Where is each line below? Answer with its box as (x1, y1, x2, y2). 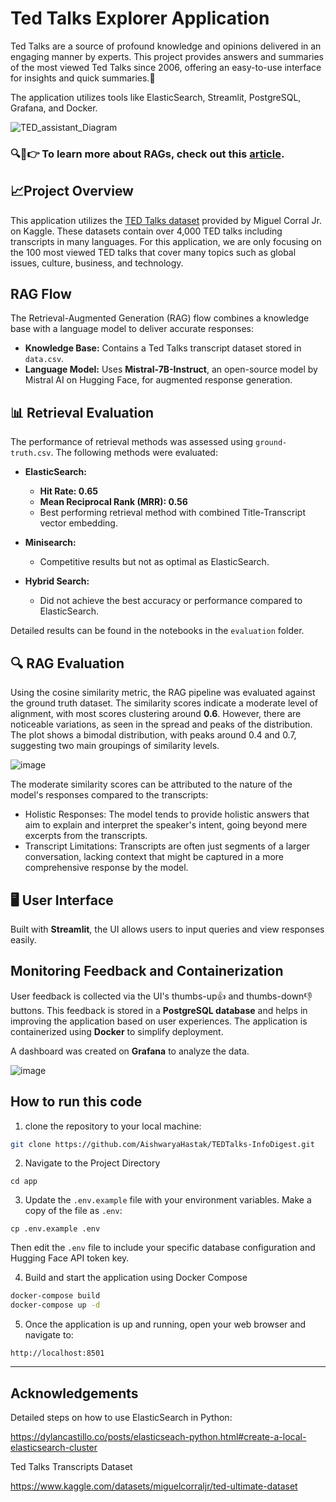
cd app (10, 1177, 38, 1187)
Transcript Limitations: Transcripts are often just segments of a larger (24, 840, 311, 852)
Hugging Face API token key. (10, 1252, 130, 1264)
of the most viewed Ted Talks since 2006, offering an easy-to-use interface (10, 61, 322, 73)
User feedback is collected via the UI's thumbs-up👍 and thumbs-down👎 (10, 990, 313, 1002)
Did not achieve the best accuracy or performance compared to (39, 595, 303, 607)
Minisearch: (24, 537, 77, 549)
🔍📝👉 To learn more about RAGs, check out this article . (10, 147, 285, 161)
